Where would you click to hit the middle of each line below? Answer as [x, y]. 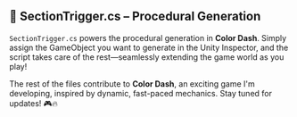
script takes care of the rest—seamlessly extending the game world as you [147, 57]
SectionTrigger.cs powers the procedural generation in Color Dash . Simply [148, 38]
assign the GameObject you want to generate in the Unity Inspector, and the [149, 47]
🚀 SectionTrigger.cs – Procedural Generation [135, 17]
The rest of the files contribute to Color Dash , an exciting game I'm [132, 84]
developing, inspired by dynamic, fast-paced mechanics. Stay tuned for [141, 93]
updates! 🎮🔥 [33, 103]
